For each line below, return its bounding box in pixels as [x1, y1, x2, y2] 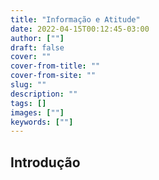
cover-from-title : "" [10, 61, 101, 71]
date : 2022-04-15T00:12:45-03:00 [10, 24, 150, 34]
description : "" [10, 89, 78, 99]
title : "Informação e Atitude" [10, 14, 141, 25]
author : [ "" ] [10, 33, 65, 43]
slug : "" [10, 80, 47, 90]
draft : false [10, 42, 65, 53]
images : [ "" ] [10, 107, 65, 118]
